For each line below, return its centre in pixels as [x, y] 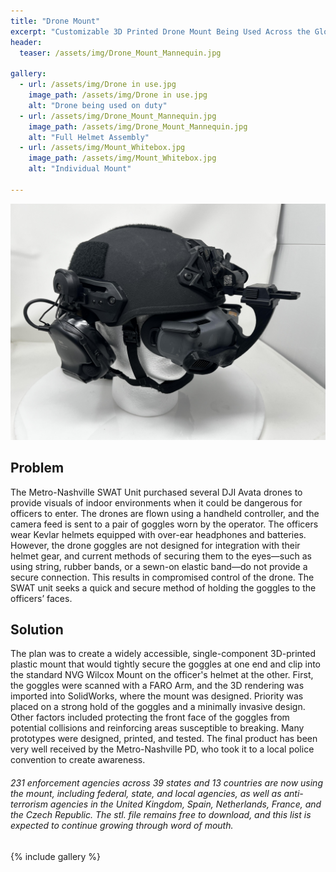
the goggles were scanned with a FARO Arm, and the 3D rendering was [157, 686]
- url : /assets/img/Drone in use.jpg [98, 85]
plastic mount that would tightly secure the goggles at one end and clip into [166, 664]
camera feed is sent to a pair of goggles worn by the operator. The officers [164, 524]
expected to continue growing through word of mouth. [122, 825]
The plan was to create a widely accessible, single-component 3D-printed [163, 654]
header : [26, 42]
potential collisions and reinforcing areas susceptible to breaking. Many [157, 728]
